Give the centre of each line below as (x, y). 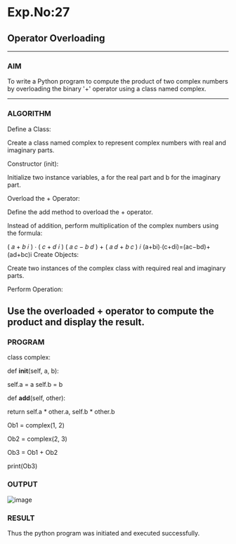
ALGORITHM (29, 114)
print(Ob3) (22, 466)
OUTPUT (22, 484)
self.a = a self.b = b (35, 385)
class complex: (29, 357)
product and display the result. (76, 322)
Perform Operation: (35, 289)
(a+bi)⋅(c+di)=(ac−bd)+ (177, 246)
